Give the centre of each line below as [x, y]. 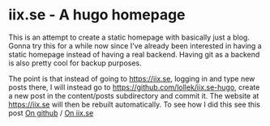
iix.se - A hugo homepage [97, 15]
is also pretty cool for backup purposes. [75, 63]
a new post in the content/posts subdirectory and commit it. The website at [134, 95]
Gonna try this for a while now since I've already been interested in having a [135, 45]
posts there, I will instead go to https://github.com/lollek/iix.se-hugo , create [134, 87]
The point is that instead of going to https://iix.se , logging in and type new [132, 78]
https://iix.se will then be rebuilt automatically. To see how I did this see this [135, 104]
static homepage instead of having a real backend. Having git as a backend [134, 54]
